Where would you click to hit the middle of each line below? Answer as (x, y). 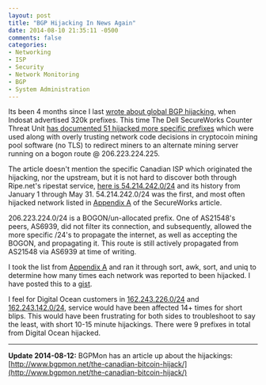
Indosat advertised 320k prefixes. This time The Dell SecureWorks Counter (131, 120)
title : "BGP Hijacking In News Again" (72, 23)
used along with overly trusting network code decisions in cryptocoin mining (133, 137)
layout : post (30, 15)
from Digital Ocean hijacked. (55, 333)
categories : (28, 45)
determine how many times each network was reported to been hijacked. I (129, 276)
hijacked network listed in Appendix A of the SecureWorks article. (115, 203)
